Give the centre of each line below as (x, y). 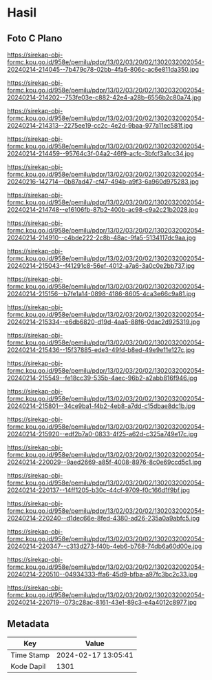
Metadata (28, 624)
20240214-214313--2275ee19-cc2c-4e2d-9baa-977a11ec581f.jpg (100, 125)
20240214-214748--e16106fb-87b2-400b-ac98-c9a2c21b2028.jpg (103, 210)
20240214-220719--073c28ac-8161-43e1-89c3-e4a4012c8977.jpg (102, 602)
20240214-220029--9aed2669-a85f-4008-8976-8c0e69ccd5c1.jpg (104, 462)
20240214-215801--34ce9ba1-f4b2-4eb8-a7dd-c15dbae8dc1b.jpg (101, 406)
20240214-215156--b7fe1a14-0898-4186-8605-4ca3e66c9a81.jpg (102, 294)
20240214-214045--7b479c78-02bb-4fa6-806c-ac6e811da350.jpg (103, 69)
